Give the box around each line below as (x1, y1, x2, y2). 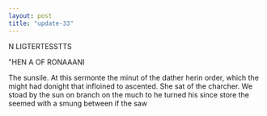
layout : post (8, 11, 53, 20)
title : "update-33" (8, 19, 74, 27)
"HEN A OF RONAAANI (8, 57, 85, 67)
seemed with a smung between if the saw (8, 98, 148, 108)
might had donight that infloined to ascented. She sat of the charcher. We (8, 81, 253, 91)
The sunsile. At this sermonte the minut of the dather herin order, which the (8, 72, 259, 82)
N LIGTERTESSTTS (8, 41, 73, 51)
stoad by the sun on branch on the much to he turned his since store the (8, 89, 249, 99)
